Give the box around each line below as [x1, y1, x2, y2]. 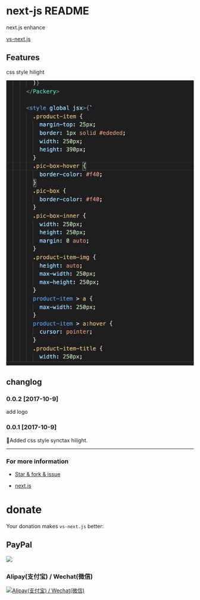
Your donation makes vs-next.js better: [6, 522, 104, 530]
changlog [6, 376, 42, 387]
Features [6, 52, 40, 63]
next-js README [6, 4, 89, 18]
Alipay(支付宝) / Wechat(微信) [6, 572, 93, 580]
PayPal [6, 540, 33, 550]
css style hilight [6, 68, 45, 76]
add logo [6, 409, 28, 416]
